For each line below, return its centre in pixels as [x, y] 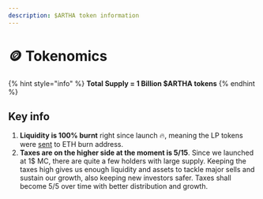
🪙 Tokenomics [58, 56]
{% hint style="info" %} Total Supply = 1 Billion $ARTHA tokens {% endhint [131, 83]
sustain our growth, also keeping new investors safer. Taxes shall [125, 178]
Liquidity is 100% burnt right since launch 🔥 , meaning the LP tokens [131, 136]
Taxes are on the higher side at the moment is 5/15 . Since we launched [137, 153]
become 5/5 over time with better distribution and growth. [113, 186]
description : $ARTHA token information [74, 15]
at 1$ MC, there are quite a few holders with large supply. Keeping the [133, 161]
